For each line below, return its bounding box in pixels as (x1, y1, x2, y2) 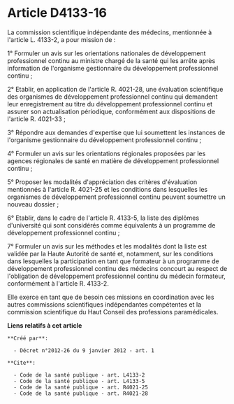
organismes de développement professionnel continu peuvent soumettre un (7, 193, 226, 201)
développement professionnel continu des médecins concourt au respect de (7, 264, 228, 272)
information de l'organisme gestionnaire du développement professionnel (7, 64, 219, 72)
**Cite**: (7, 359, 36, 366)
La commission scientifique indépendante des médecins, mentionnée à (7, 28, 212, 36)
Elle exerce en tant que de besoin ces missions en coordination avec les (7, 293, 214, 301)
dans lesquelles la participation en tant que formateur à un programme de (7, 257, 219, 265)
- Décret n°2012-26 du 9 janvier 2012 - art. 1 (13, 347, 155, 354)
